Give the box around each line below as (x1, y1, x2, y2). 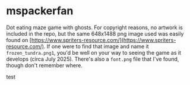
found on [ (6, 36, 31, 43)
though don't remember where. (6, 61, 83, 69)
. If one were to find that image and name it (43, 43, 150, 50)
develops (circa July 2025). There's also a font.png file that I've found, (6, 55, 179, 62)
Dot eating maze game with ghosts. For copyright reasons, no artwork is (6, 24, 183, 31)
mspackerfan (6, 4, 74, 18)
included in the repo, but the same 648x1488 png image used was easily (6, 30, 184, 37)
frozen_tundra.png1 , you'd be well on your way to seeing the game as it (6, 49, 181, 56)
